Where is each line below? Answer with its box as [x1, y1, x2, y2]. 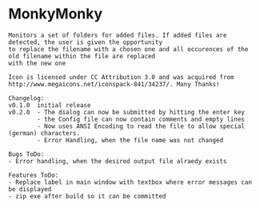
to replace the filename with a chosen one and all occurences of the [8, 45, 249, 53]
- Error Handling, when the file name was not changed [37, 136, 224, 144]
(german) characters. [8, 129, 81, 137]
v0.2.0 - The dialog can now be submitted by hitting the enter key [8, 108, 246, 116]
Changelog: [8, 94, 45, 102]
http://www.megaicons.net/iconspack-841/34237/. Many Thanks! [8, 80, 220, 88]
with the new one [8, 59, 66, 67]
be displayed [8, 185, 52, 193]
